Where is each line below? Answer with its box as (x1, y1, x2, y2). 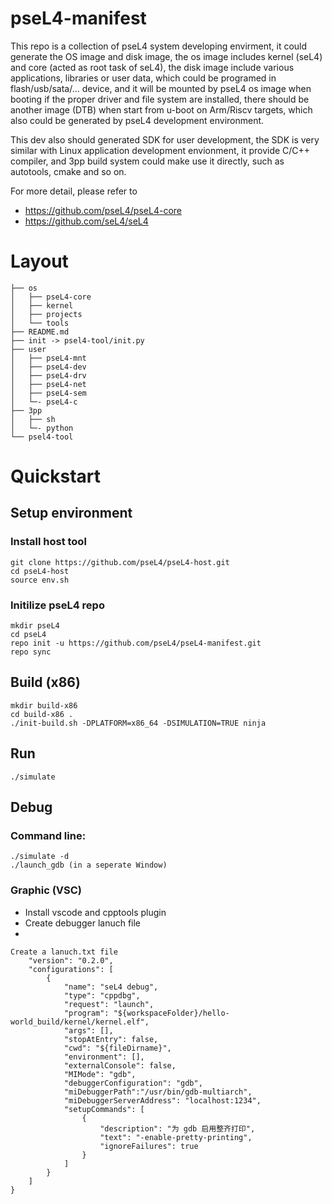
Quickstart (10, 465, 102, 488)
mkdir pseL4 (10, 621, 60, 631)
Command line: (10, 828, 87, 842)
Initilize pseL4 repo (10, 598, 105, 612)
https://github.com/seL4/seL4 (24, 215, 149, 227)
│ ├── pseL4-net (10, 379, 87, 389)
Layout (10, 250, 69, 273)
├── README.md (10, 327, 70, 337)
